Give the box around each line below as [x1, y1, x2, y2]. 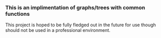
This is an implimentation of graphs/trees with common [5, 4, 145, 11]
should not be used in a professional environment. [5, 27, 111, 33]
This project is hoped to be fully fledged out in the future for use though [5, 22, 156, 28]
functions [5, 10, 30, 17]
